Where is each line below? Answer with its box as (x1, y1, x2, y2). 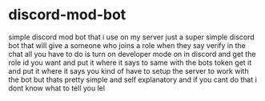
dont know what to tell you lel (8, 83, 106, 93)
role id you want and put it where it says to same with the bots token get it (8, 58, 252, 67)
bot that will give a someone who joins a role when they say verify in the (8, 40, 246, 50)
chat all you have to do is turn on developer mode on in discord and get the (8, 49, 256, 59)
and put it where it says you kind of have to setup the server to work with (8, 66, 250, 75)
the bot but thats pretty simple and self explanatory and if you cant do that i (8, 75, 258, 84)
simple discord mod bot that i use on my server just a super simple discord (8, 32, 255, 42)
